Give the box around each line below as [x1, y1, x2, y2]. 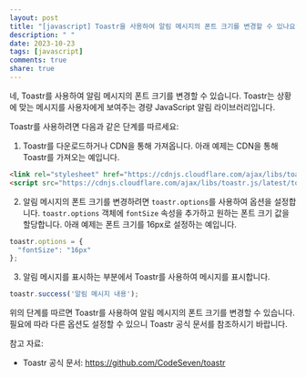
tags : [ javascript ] [9, 47, 84, 56]
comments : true [9, 56, 67, 65]
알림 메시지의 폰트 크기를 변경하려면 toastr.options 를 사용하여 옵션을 [22, 196, 272, 207]
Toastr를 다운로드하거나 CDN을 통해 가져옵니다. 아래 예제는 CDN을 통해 [22, 140, 279, 151]
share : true [9, 65, 55, 74]
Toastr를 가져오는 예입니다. [22, 151, 120, 162]
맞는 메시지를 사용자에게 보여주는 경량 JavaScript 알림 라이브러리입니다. [18, 101, 276, 112]
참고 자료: [9, 338, 44, 349]
